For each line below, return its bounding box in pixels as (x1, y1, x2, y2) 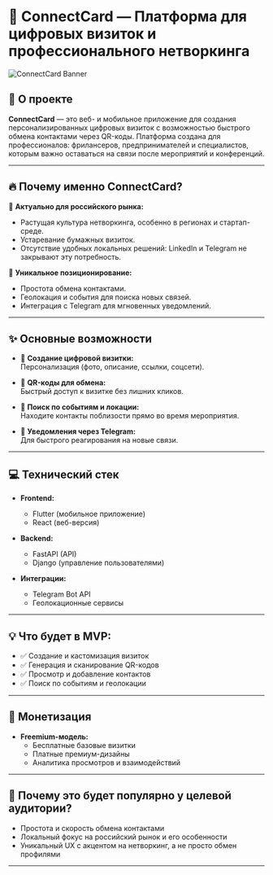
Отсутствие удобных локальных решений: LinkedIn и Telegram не (19, 243, 248, 253)
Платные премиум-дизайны (32, 749, 130, 759)
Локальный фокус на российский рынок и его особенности (19, 832, 227, 842)
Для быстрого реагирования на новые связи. (19, 435, 179, 445)
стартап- (219, 217, 250, 227)
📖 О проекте (8, 93, 73, 107)
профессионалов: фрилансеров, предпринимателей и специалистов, (8, 140, 249, 150)
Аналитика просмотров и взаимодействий (32, 757, 181, 768)
